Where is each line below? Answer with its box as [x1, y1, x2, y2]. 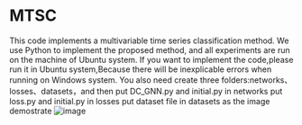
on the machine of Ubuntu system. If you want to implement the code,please [9, 54, 294, 65]
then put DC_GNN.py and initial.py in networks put [96, 85, 283, 96]
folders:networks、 [221, 74, 293, 85]
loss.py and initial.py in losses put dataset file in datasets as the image [9, 95, 270, 106]
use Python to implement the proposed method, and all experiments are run [9, 44, 290, 55]
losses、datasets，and [9, 85, 96, 96]
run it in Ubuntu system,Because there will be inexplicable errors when [9, 64, 272, 75]
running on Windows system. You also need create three [9, 74, 220, 85]
